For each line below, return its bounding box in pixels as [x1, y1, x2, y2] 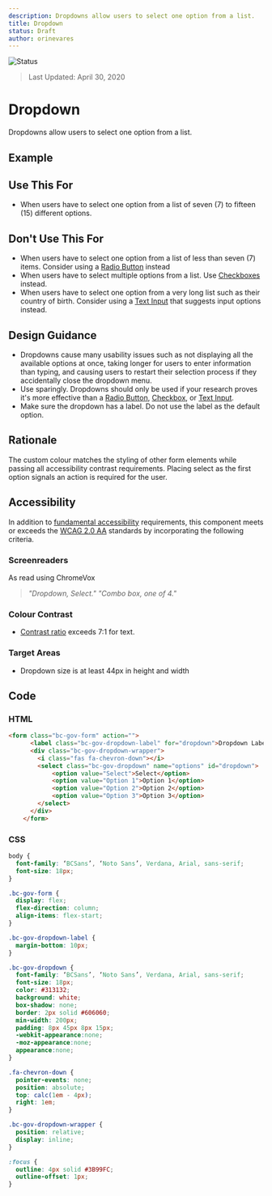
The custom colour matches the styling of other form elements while [8, 455, 237, 464]
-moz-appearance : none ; [15, 1039, 92, 1047]
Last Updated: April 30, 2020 [28, 72, 125, 82]
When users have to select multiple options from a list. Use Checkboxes [19, 270, 261, 280]
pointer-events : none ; [15, 1075, 92, 1084]
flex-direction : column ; [15, 904, 100, 913]
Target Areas [8, 647, 61, 659]
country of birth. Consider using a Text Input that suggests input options [19, 296, 261, 306]
